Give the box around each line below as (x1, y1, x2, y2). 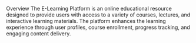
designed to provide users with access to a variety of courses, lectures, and (6, 11, 191, 18)
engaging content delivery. (6, 30, 71, 37)
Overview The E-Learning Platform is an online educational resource (6, 5, 172, 12)
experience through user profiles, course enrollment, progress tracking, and (6, 24, 190, 31)
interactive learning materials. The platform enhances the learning (6, 18, 166, 24)
